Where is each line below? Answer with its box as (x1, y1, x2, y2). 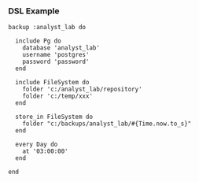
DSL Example (8, 6, 60, 17)
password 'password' (22, 58, 90, 66)
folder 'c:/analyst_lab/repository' (22, 85, 143, 94)
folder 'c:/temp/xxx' (22, 92, 93, 100)
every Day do (15, 140, 58, 149)
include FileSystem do (15, 79, 90, 87)
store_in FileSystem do (15, 113, 93, 121)
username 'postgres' (22, 51, 90, 59)
